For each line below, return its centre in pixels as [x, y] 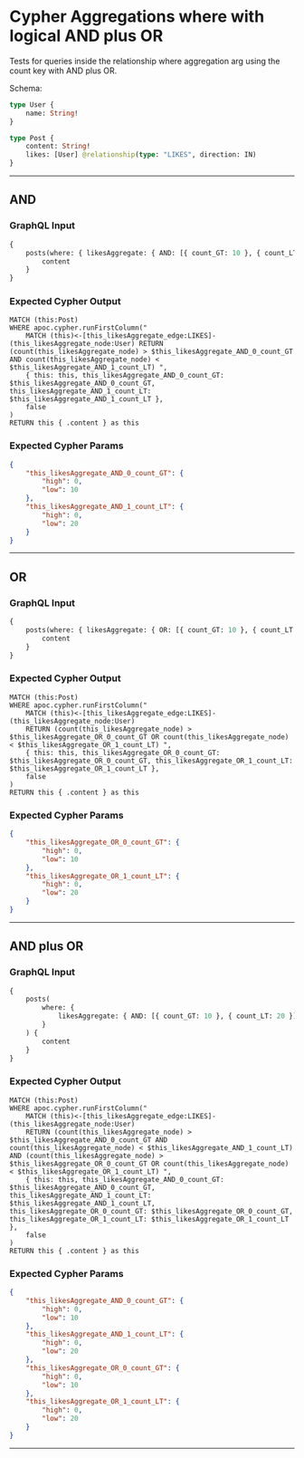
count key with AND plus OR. [63, 71]
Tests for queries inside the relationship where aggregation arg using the [145, 61]
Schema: [26, 88]
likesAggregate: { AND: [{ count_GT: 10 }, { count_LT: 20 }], [179, 1016]
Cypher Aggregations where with [137, 17]
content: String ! [58, 147]
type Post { [32, 138]
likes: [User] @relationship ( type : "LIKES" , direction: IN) [141, 155]
